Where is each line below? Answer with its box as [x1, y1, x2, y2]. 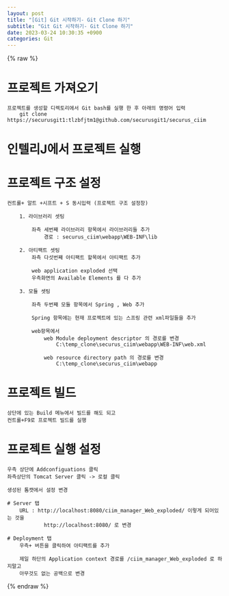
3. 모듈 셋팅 [19, 288, 51, 295]
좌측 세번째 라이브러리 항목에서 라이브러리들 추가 [31, 227, 150, 234]
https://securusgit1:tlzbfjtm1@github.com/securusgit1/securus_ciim [7, 117, 206, 124]
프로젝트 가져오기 [7, 80, 98, 96]
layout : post [7, 10, 44, 17]
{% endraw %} [7, 582, 49, 591]
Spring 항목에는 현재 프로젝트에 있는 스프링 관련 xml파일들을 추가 [31, 314, 196, 322]
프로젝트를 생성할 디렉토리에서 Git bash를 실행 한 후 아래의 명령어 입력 [7, 105, 186, 112]
